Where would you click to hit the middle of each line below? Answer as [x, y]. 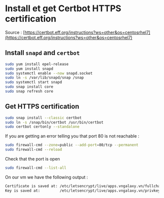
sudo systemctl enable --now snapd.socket [49, 73]
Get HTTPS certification [42, 107]
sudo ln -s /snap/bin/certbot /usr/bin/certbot [54, 122]
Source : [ [15, 32]
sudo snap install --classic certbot [43, 118]
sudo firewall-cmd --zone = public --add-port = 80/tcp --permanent [72, 145]
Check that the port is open [32, 159]
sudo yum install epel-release [37, 64]
